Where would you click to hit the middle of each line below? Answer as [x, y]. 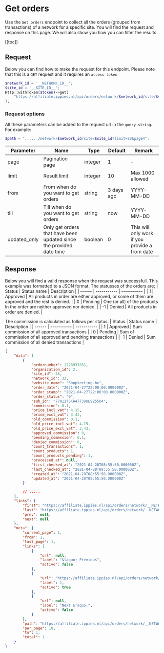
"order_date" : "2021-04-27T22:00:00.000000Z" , [79, 388]
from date [142, 252]
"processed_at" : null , [54, 460]
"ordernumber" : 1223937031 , [60, 365]
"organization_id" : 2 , [54, 370]
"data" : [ [24, 356]
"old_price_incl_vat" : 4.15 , [61, 424]
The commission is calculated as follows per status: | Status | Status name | [81, 322]
